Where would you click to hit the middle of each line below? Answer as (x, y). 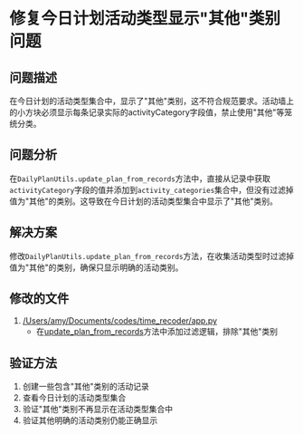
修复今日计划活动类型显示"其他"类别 (145, 19)
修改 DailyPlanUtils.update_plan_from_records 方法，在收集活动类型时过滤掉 (152, 256)
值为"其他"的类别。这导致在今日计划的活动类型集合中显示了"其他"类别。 (144, 201)
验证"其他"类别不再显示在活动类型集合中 (98, 410)
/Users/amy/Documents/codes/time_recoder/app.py (120, 321)
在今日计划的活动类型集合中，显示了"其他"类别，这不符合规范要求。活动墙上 (152, 101)
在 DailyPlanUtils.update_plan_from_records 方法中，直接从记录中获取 (140, 178)
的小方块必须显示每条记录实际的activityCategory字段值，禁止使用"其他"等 (147, 112)
